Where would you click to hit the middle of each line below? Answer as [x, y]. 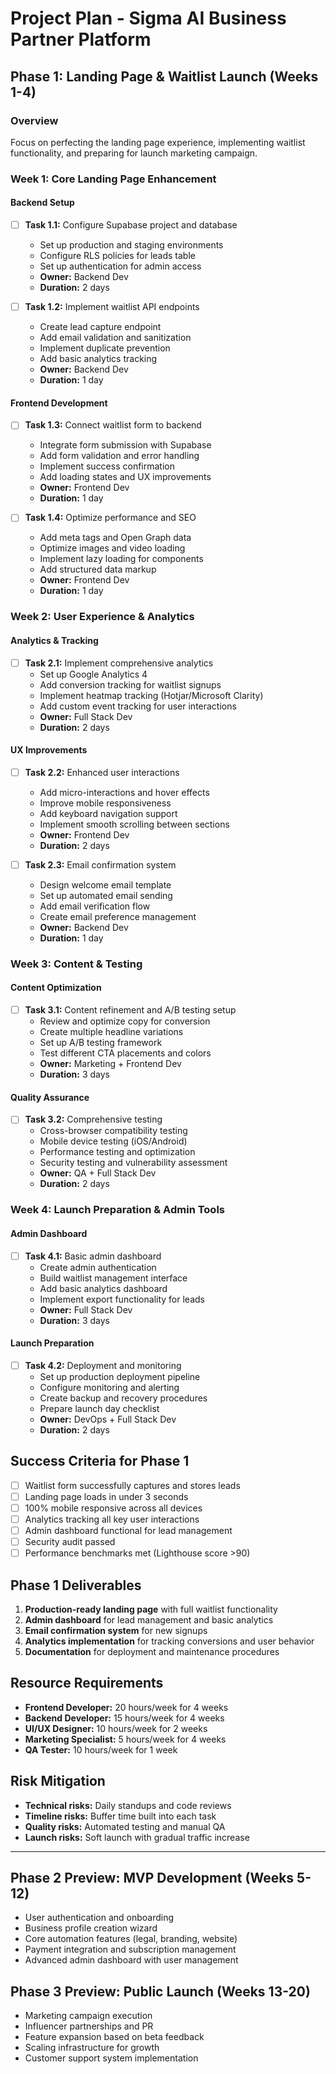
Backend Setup [42, 203]
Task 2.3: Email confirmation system [100, 864]
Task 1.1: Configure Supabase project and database [131, 225]
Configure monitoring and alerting [109, 1387]
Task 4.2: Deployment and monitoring [103, 1365]
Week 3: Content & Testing [76, 964]
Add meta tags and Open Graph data [115, 538]
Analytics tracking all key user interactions [112, 1519]
